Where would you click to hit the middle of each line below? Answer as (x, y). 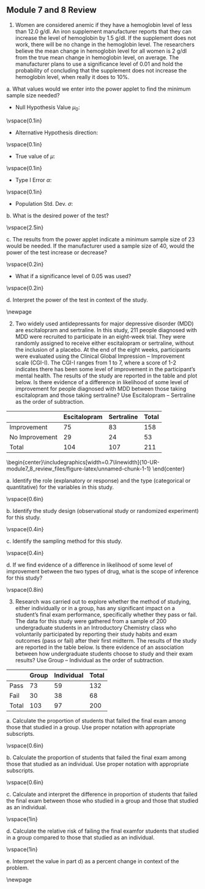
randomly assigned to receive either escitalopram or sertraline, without (104, 343)
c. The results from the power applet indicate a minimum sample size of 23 (101, 239)
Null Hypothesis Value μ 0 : (47, 108)
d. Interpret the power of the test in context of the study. (77, 300)
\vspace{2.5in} (25, 227)
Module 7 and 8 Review (51, 10)
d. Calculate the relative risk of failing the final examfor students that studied (102, 831)
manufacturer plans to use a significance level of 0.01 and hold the (99, 64)
